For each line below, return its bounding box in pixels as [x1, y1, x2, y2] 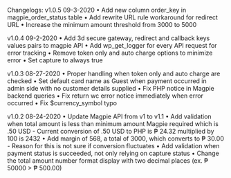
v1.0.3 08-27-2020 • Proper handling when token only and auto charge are [7, 69, 221, 78]
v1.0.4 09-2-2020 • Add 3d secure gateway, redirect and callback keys [7, 34, 210, 42]
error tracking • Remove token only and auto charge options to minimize [7, 48, 213, 57]
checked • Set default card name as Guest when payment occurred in [7, 77, 207, 85]
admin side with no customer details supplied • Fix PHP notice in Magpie [7, 84, 214, 92]
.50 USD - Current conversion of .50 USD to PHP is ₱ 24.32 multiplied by [7, 127, 214, 135]
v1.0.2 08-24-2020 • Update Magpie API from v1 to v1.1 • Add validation [7, 112, 212, 121]
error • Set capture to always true [7, 56, 103, 64]
